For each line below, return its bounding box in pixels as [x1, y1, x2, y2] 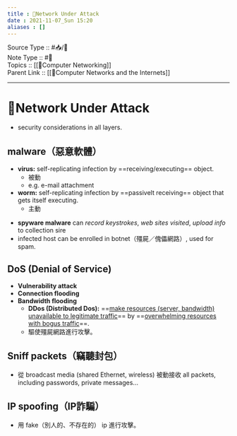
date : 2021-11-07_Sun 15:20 [7, 17, 93, 24]
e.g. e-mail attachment [28, 181, 95, 189]
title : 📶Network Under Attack [7, 10, 99, 18]
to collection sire [17, 226, 66, 235]
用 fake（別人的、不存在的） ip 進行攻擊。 [17, 420, 140, 429]
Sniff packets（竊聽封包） [7, 350, 123, 363]
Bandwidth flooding [17, 296, 78, 305]
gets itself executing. [17, 196, 79, 205]
